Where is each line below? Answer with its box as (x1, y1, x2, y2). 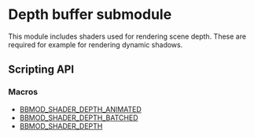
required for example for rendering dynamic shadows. (8, 39, 183, 49)
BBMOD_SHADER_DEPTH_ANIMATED (19, 104, 142, 114)
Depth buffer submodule (8, 6, 172, 24)
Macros (8, 87, 38, 98)
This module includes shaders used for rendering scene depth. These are (8, 32, 246, 41)
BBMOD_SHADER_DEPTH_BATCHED (19, 113, 138, 122)
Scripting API (8, 63, 75, 76)
